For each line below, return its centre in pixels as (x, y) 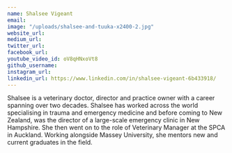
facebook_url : (28, 53)
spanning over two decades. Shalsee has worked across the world (103, 106)
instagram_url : (29, 72)
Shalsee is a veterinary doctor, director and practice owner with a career (111, 98)
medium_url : (24, 40)
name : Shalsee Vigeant (40, 14)
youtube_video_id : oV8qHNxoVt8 (53, 59)
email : (17, 20)
